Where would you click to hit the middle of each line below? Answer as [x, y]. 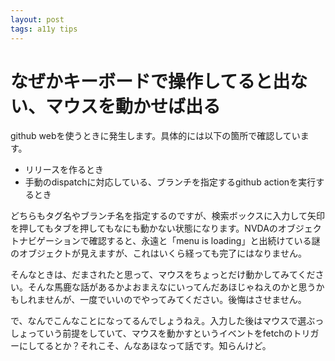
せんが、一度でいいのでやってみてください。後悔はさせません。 [175, 300]
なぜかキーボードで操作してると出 [150, 81]
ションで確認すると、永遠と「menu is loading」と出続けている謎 [187, 241]
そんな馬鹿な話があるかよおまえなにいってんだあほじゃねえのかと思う [172, 287]
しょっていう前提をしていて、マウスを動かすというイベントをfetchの [151, 333]
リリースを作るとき [64, 170]
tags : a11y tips [44, 29]
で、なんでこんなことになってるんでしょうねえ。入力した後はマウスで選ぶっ [167, 321]
